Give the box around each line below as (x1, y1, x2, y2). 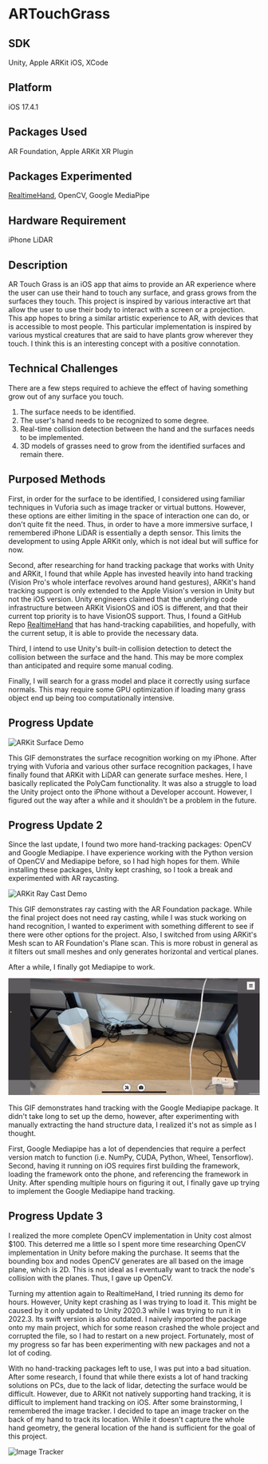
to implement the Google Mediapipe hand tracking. (8, 1186, 175, 1196)
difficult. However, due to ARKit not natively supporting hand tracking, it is (8, 1389, 251, 1399)
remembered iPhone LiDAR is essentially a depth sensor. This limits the (8, 528, 242, 538)
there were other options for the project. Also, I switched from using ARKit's (8, 930, 258, 939)
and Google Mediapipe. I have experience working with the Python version (8, 848, 254, 858)
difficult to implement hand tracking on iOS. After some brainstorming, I (8, 1397, 243, 1406)
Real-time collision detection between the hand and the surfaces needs (19, 424, 255, 434)
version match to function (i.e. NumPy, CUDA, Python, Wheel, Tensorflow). (8, 1152, 254, 1162)
